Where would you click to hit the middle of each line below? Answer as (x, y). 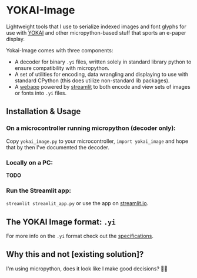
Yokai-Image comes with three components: (60, 50)
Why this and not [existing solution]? (75, 254)
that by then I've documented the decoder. (58, 147)
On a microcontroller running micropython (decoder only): (91, 128)
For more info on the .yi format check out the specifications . (80, 236)
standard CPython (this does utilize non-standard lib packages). (92, 81)
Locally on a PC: (29, 162)
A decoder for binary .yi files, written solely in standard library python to (103, 62)
